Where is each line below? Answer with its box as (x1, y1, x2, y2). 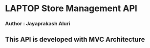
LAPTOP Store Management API (5, 3, 138, 14)
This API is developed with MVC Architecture (5, 35, 145, 44)
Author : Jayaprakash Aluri (5, 20, 70, 27)
